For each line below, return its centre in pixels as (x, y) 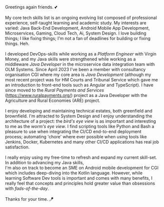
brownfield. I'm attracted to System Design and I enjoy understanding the (79, 116)
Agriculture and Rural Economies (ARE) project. (53, 100)
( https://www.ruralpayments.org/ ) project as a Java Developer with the (76, 95)
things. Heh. (17, 44)
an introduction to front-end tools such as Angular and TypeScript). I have (79, 85)
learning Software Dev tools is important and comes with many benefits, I (79, 178)
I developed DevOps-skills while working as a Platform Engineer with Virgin (81, 54)
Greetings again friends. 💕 (31, 7)
